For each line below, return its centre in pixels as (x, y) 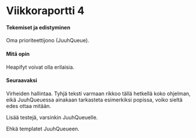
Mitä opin (18, 53)
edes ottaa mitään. (29, 106)
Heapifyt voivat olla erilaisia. (40, 67)
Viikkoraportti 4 (45, 11)
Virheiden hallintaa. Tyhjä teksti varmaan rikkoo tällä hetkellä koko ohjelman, (99, 93)
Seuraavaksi (21, 80)
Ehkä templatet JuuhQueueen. (43, 129)
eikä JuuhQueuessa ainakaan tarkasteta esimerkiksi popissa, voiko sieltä (94, 100)
